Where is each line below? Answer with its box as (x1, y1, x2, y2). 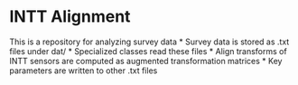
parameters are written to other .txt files (9, 65, 158, 76)
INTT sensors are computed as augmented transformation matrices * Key (9, 55, 283, 66)
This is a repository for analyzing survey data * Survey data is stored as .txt (9, 36, 290, 47)
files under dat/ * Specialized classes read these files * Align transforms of (9, 45, 287, 56)
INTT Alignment (9, 6, 131, 27)
